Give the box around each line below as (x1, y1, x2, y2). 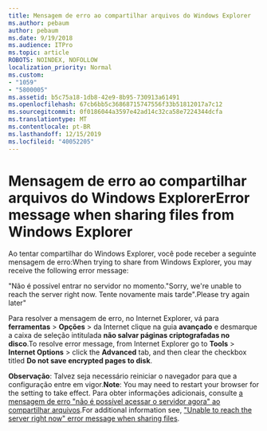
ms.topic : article (8, 49, 69, 57)
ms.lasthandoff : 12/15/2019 (8, 130, 102, 138)
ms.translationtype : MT (8, 116, 88, 123)
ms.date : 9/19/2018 (8, 33, 73, 42)
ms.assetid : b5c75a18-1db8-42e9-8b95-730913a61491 (8, 93, 180, 101)
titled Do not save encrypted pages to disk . (8, 356, 153, 366)
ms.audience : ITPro (8, 41, 73, 49)
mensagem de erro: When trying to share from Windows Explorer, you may (8, 257, 253, 267)
